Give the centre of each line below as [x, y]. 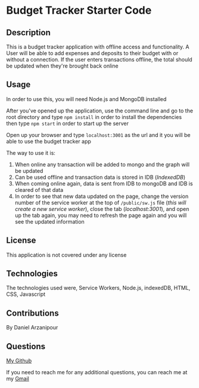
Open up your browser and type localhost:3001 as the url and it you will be [98, 135]
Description [28, 33]
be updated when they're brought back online [62, 66]
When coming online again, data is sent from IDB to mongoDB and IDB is [104, 184]
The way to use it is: [31, 152]
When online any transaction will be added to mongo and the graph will [102, 164]
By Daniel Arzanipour [32, 328]
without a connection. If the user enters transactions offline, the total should [99, 59]
